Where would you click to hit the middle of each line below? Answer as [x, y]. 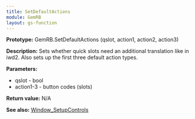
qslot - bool [29, 80]
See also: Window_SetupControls [47, 110]
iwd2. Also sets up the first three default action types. [72, 58]
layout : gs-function [32, 23]
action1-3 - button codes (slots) [53, 87]
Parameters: [22, 69]
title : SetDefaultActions [38, 12]
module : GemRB [24, 17]
